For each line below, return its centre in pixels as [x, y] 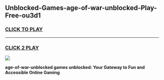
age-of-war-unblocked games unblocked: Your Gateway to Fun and [75, 67]
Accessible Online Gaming [32, 72]
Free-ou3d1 [23, 16]
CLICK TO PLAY [24, 30]
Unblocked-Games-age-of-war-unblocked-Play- [81, 8]
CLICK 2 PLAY [22, 48]
